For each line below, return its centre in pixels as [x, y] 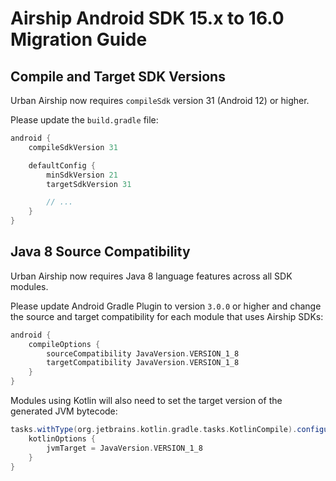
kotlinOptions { [62, 438]
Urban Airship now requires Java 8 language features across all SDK [151, 276]
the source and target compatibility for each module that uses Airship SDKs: [167, 316]
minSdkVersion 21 [82, 175]
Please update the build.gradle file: [84, 120]
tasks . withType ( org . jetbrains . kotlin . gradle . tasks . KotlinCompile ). [154, 430]
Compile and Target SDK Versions [118, 76]
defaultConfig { [62, 165]
